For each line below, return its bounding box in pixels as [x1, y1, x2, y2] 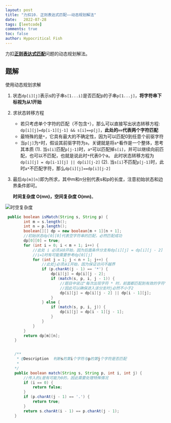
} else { [41, 300, 60, 305]
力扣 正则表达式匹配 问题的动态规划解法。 [5, 51, 90, 57]
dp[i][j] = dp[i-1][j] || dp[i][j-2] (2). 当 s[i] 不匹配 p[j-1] [20, 159, 151, 165]
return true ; [32, 399, 60, 404]
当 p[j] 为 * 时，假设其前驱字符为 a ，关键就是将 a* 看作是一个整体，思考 [20, 139, 164, 146]
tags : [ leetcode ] [5, 21, 42, 27]
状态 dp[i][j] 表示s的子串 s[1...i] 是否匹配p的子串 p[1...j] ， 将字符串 [12, 92, 158, 99]
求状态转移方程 [12, 109, 44, 115]
